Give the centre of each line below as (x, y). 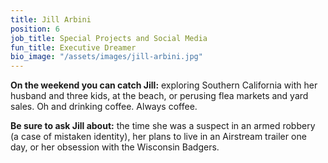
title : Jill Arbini (51, 19)
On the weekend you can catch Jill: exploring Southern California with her (164, 85)
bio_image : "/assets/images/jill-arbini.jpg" (106, 57)
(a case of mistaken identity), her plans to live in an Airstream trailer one (158, 137)
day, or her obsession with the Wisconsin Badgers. (115, 147)
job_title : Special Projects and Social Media (109, 38)
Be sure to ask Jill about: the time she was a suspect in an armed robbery (163, 126)
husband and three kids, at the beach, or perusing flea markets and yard (159, 96)
